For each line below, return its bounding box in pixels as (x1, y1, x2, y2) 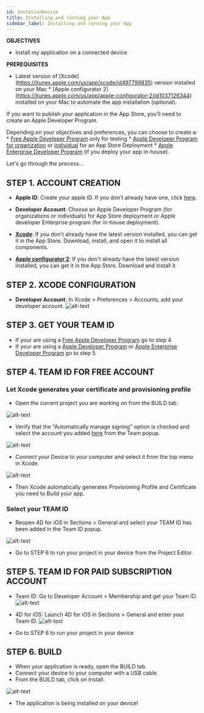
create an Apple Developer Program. (6, 117, 98, 124)
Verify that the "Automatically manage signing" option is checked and (15, 423, 190, 430)
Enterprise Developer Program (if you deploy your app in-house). (6, 148, 169, 156)
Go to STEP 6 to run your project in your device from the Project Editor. (15, 549, 194, 556)
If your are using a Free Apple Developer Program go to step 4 (15, 336, 172, 343)
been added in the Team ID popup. (15, 525, 102, 532)
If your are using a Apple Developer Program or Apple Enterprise (15, 343, 178, 350)
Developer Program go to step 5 (15, 349, 96, 356)
